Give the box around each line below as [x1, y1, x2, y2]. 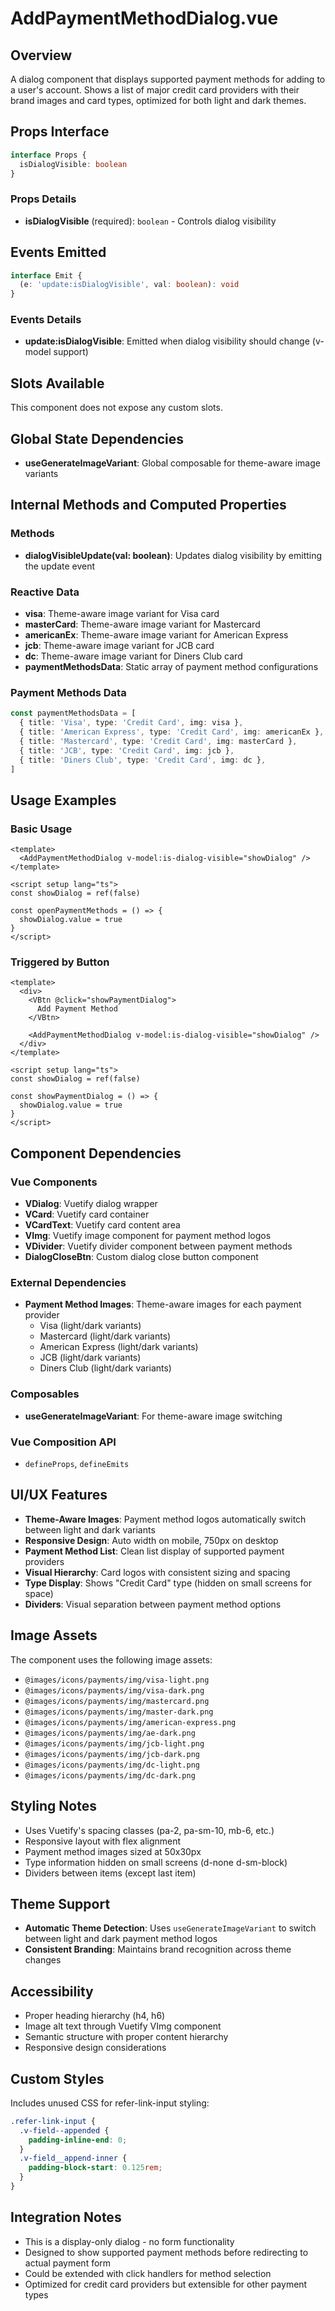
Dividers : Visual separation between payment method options [24, 1598, 282, 1610]
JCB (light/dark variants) [39, 1352, 142, 1364]
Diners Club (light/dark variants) [39, 1362, 172, 1374]
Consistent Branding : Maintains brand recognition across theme [24, 1943, 292, 1956]
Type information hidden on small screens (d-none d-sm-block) [24, 1856, 288, 1868]
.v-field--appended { [19, 2125, 110, 2136]
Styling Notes [10, 1798, 97, 1815]
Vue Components [10, 1175, 98, 1189]
